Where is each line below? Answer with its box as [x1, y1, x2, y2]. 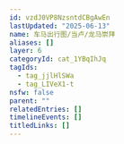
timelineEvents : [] [9, 113, 83, 122]
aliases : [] [9, 38, 54, 47]
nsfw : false [9, 88, 54, 97]
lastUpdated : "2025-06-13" [9, 21, 111, 30]
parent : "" [9, 96, 50, 106]
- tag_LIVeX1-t [17, 80, 75, 89]
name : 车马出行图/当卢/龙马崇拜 [9, 30, 116, 38]
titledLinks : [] [9, 122, 70, 131]
